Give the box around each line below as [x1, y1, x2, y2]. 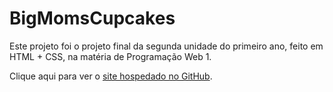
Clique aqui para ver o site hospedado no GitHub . [9, 70, 213, 82]
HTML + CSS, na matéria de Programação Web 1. [9, 50, 212, 62]
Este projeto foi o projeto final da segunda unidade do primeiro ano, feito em [9, 40, 324, 52]
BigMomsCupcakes [9, 7, 176, 30]
